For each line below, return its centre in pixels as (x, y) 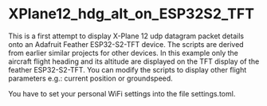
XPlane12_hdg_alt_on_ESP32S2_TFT (132, 14)
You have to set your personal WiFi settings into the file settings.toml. (122, 93)
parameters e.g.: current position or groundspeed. (90, 78)
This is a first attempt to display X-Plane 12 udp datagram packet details (126, 36)
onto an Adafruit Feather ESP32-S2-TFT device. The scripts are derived (126, 44)
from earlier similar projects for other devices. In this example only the (124, 53)
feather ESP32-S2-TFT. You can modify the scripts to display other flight (128, 69)
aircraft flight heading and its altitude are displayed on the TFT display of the (134, 61)
